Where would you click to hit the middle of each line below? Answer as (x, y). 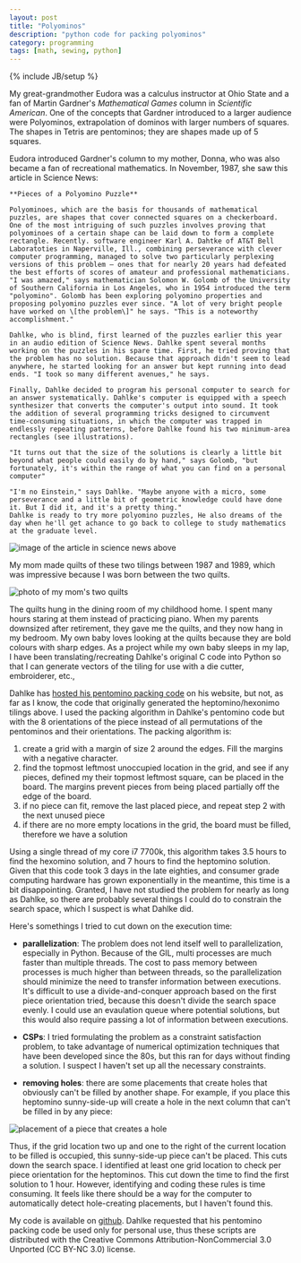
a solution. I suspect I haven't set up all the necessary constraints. (144, 1066)
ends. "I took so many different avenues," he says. (110, 374)
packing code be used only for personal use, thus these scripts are (133, 1230)
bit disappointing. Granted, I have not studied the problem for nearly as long (149, 890)
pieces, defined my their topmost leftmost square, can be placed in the (153, 778)
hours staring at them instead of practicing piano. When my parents (134, 619)
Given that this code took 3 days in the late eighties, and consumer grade (144, 871)
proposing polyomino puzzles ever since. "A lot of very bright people (146, 304)
